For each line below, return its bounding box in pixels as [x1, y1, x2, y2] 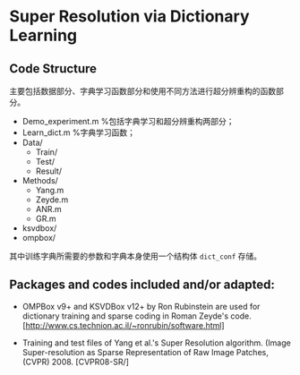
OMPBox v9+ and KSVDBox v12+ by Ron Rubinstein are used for [21, 301, 261, 311]
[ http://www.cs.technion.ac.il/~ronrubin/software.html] [21, 320, 226, 330]
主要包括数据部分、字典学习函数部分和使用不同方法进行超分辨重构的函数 [9, 86, 276, 96]
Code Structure [9, 61, 97, 76]
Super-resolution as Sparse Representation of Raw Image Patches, [21, 346, 269, 357]
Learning [9, 25, 78, 46]
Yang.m [35, 185, 64, 195]
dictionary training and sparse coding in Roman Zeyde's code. [21, 311, 253, 321]
